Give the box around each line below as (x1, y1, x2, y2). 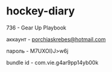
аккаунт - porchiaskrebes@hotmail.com (6, 35, 106, 43)
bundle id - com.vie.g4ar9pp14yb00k (6, 59, 99, 66)
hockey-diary (6, 4, 75, 18)
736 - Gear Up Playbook (6, 24, 67, 31)
